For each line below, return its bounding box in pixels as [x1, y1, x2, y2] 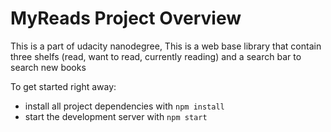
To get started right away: [10, 80, 117, 92]
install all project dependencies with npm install [24, 100, 225, 112]
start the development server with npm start [24, 110, 208, 122]
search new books [10, 61, 87, 73]
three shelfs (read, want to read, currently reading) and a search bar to [10, 50, 302, 62]
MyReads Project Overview [10, 7, 242, 30]
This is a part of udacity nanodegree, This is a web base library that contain [10, 40, 322, 52]
